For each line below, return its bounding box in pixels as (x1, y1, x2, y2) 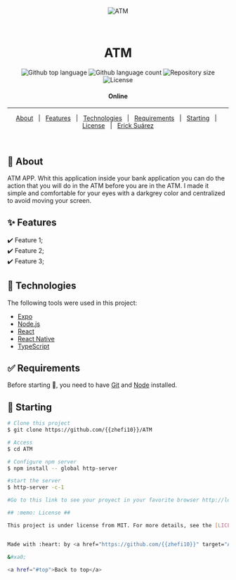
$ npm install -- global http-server (7, 465, 118, 472)
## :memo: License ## (7, 509, 71, 517)
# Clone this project (7, 420, 71, 427)
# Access (7, 439, 33, 446)
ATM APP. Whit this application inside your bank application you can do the (7, 173, 225, 182)
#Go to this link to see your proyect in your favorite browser (7, 496, 199, 504)
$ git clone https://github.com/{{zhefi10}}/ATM (7, 426, 152, 434)
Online (107, 91, 129, 100)
